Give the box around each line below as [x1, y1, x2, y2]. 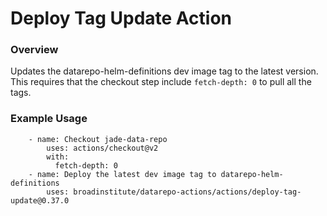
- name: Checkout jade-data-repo [28, 134, 168, 144]
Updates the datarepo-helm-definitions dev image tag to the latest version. [10, 65, 319, 77]
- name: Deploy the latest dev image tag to [28, 169, 217, 179]
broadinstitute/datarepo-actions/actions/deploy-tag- [73, 187, 302, 197]
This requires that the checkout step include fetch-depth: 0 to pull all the [10, 76, 312, 88]
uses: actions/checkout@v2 [46, 143, 159, 153]
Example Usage [10, 112, 88, 126]
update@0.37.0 [10, 195, 70, 206]
